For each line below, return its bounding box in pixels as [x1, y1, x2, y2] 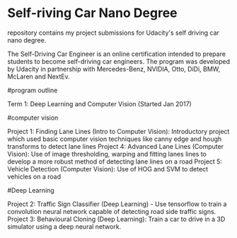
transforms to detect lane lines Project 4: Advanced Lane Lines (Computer [7, 142, 224, 150]
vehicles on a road [7, 172, 62, 181]
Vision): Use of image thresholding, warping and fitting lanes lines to [7, 149, 207, 158]
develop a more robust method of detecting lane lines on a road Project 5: [7, 157, 223, 166]
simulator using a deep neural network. [7, 222, 122, 231]
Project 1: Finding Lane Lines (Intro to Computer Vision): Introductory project [7, 127, 230, 135]
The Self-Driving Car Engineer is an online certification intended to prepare [7, 50, 226, 58]
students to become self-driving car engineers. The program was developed [7, 57, 231, 65]
